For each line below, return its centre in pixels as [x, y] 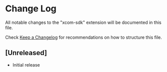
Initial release [26, 65]
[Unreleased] [26, 53]
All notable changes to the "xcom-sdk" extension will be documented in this [83, 22]
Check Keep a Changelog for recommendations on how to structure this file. [84, 37]
